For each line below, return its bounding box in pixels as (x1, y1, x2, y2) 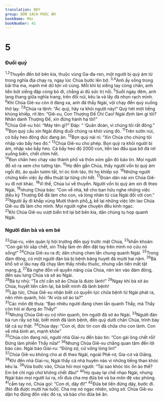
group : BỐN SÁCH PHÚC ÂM (5, 12, 56, 17)
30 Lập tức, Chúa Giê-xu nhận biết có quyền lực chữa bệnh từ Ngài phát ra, (5, 288, 155, 295)
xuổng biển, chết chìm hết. (5, 150, 59, 157)
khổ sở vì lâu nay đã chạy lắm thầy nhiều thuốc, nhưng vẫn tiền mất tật (5, 261, 148, 267)
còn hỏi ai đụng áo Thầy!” (5, 306, 57, 311)
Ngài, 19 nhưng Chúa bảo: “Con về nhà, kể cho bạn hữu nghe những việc (5, 186, 150, 192)
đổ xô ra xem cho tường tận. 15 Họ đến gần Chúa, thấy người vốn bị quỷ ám (5, 162, 155, 168)
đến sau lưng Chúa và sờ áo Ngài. (5, 272, 73, 278)
